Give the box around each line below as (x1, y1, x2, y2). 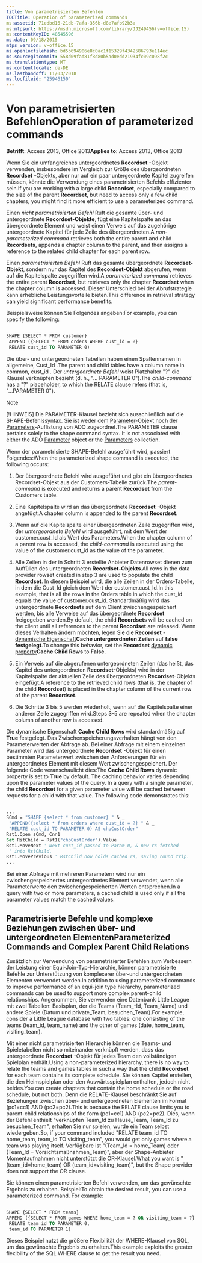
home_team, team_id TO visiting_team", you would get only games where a (6, 1136, 192, 1143)
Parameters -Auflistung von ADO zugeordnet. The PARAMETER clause (6, 423, 177, 431)
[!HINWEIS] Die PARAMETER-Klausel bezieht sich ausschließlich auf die (6, 410, 185, 417)
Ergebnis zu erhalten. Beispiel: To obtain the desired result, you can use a (6, 1186, 187, 1193)
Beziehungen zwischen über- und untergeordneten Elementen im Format (6, 1097, 187, 1104)
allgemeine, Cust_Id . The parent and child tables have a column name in (6, 361, 185, 369)
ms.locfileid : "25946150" (6, 76, 71, 82)
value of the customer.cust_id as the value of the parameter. (14, 546, 164, 554)
